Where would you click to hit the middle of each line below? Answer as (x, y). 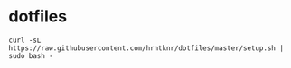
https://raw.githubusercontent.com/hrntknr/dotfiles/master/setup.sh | (146, 48)
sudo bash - (31, 55)
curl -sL (25, 40)
